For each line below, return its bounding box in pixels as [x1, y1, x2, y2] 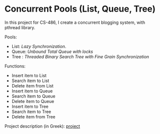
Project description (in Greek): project [4, 123, 80, 129]
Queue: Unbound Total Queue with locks [11, 49, 93, 54]
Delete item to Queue [11, 98, 54, 104]
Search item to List [11, 78, 50, 84]
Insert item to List [11, 72, 47, 78]
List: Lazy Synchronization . [11, 43, 67, 49]
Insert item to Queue [11, 88, 53, 94]
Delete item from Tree [11, 114, 55, 119]
